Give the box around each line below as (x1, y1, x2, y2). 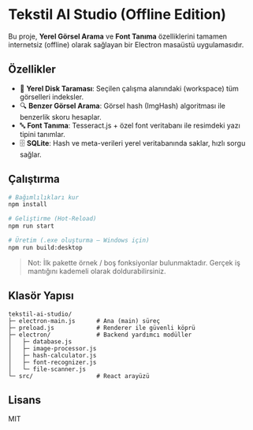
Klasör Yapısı (8, 289, 74, 302)
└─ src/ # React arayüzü (8, 372, 150, 380)
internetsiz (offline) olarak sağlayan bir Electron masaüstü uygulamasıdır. (8, 39, 244, 49)
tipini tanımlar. (19, 129, 65, 139)
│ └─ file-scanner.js (8, 365, 87, 373)
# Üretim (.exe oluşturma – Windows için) (8, 236, 150, 245)
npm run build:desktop (8, 243, 83, 251)
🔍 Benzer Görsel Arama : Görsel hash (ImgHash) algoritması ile (19, 101, 226, 110)
